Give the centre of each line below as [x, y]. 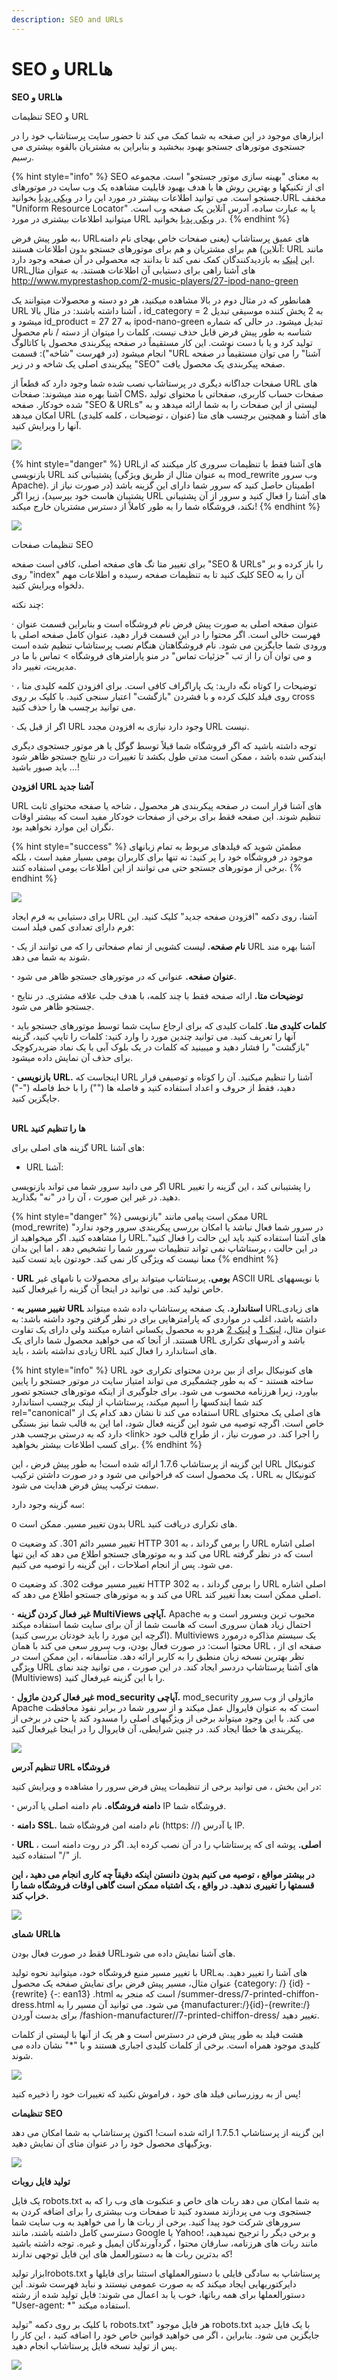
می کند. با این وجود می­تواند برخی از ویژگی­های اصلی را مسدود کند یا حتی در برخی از [163, 1718]
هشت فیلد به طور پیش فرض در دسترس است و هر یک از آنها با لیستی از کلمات [157, 2034]
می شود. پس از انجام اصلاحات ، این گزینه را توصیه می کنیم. [122, 1564]
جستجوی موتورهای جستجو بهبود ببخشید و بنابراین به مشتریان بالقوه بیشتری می [158, 146]
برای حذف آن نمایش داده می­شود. [72, 1057]
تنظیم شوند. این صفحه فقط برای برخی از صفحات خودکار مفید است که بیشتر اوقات [166, 816]
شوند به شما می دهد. [51, 957]
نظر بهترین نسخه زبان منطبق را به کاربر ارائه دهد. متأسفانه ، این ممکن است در [158, 1656]
